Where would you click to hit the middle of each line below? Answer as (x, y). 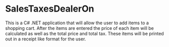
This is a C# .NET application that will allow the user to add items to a (77, 23)
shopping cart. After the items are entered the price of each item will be (79, 28)
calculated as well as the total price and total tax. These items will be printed (84, 33)
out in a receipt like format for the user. (46, 39)
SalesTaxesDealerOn (50, 9)
